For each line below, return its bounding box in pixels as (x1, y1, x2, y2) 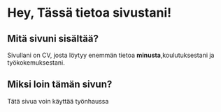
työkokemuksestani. (7, 58, 65, 67)
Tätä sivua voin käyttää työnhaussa (7, 97, 109, 105)
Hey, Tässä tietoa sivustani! (7, 5, 172, 21)
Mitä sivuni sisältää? (7, 33, 99, 45)
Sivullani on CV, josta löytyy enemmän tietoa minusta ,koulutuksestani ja (7, 51, 215, 59)
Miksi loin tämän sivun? (7, 79, 113, 90)
